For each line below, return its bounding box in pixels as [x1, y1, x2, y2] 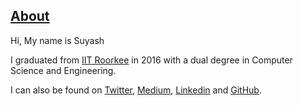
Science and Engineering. [10, 64, 117, 76]
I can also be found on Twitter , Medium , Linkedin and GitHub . [10, 84, 262, 96]
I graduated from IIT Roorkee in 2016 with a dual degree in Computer [10, 54, 293, 66]
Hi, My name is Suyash [10, 34, 105, 46]
